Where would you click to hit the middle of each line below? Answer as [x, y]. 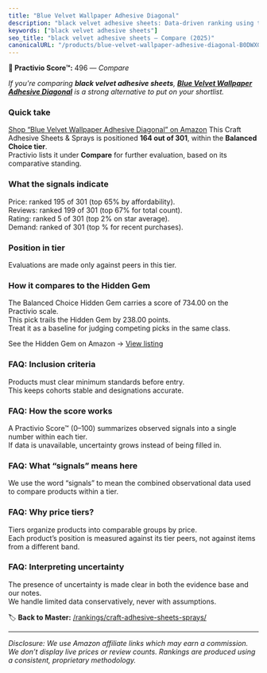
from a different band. [44, 546]
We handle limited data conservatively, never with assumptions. [112, 601]
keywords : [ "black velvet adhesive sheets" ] [83, 30]
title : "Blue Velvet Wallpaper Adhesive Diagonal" [94, 16]
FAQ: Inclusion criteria [52, 365]
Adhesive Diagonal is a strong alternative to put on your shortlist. [116, 92]
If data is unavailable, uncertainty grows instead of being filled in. [115, 445]
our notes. [25, 593]
